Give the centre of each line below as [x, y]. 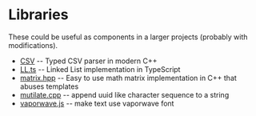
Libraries [38, 15]
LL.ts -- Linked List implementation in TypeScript [100, 69]
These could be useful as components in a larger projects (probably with [128, 37]
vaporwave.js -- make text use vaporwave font [97, 103]
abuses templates [49, 86]
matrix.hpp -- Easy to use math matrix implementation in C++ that [128, 78]
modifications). [33, 45]
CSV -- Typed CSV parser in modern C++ [88, 61]
